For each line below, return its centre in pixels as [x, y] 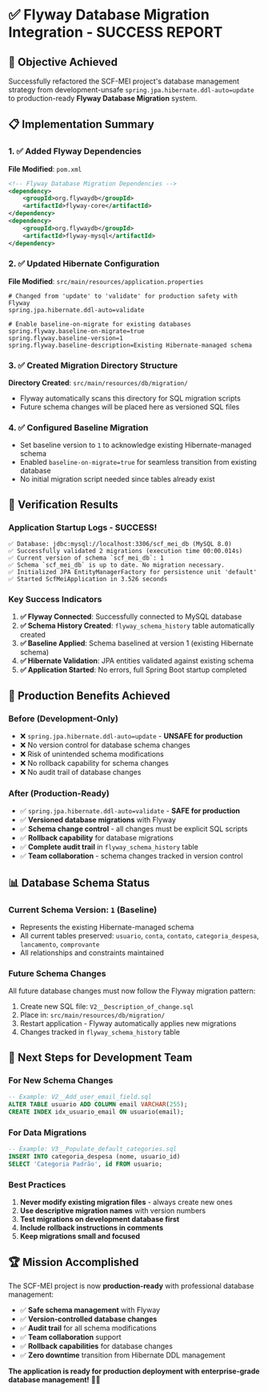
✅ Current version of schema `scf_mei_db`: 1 [86, 558]
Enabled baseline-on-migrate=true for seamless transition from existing [138, 462]
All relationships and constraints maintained [92, 953]
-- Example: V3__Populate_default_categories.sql [93, 1150]
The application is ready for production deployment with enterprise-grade [134, 1371]
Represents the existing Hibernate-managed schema [107, 927]
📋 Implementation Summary [81, 125]
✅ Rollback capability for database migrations [96, 838]
